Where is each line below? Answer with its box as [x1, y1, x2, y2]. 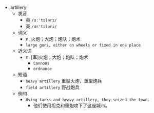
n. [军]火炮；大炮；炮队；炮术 [25, 54, 88, 60]
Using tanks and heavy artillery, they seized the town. [25, 97, 150, 102]
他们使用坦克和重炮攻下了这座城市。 [33, 102, 110, 108]
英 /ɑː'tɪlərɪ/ [25, 17, 57, 22]
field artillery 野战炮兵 [25, 84, 80, 90]
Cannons [33, 61, 50, 66]
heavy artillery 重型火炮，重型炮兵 [25, 78, 102, 84]
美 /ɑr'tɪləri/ [25, 23, 57, 29]
